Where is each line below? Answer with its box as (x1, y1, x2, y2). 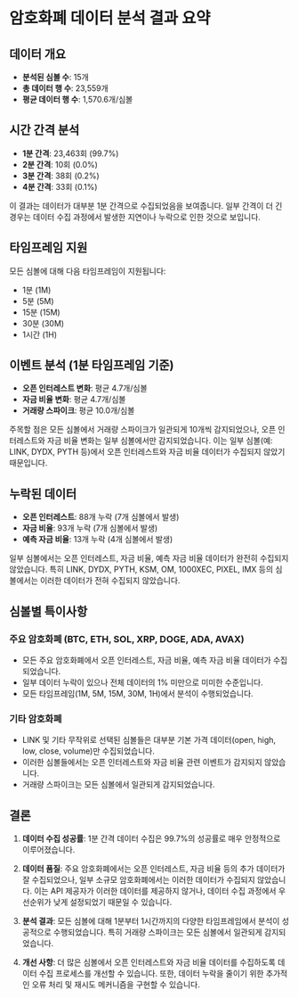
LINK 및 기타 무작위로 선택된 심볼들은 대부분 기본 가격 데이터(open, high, (21, 735, 277, 746)
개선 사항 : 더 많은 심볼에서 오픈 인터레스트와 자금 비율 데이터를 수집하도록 (21, 957, 276, 968)
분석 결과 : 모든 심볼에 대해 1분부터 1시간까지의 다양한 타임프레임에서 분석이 (21, 916, 280, 927)
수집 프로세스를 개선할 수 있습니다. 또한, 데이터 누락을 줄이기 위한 (38, 969, 264, 979)
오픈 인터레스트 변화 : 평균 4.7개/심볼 (21, 383, 149, 393)
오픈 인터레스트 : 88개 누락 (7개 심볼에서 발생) (21, 512, 180, 523)
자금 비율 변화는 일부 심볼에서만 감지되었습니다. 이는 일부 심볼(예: (47, 435, 273, 446)
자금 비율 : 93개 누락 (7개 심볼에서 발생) (21, 523, 158, 533)
